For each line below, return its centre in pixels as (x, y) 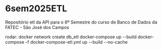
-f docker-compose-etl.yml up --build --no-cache (77, 42)
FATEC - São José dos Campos (37, 27)
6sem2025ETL (36, 9)
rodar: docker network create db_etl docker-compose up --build (71, 37)
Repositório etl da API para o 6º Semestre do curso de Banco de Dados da (81, 22)
